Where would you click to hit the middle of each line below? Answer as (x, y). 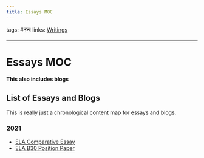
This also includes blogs (38, 79)
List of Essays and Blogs (53, 98)
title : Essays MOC (29, 12)
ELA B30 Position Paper (45, 148)
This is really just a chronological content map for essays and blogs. (91, 112)
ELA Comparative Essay (45, 142)
